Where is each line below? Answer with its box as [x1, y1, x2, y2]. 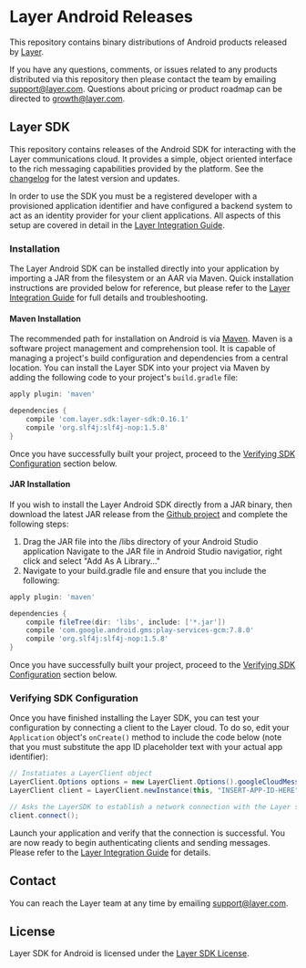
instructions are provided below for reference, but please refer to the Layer [9, 283, 291, 294]
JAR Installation [9, 479, 71, 490]
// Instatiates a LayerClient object [9, 769, 153, 778]
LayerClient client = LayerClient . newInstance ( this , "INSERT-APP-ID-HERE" [9, 786, 300, 796]
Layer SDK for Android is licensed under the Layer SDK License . [9, 948, 250, 959]
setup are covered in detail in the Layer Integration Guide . [9, 219, 225, 230]
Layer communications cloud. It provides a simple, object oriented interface [9, 153, 293, 164]
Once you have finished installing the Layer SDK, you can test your [9, 713, 260, 723]
